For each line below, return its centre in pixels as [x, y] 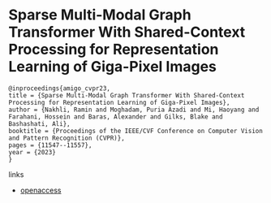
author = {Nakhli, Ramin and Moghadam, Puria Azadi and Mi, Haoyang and [134, 110]
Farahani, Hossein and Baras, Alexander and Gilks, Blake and [116, 117]
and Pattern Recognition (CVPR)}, [67, 138]
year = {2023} [32, 152]
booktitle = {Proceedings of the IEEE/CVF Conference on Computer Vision [136, 131]
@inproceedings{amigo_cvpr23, [60, 88]
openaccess [41, 190]
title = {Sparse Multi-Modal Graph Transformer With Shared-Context [127, 95]
